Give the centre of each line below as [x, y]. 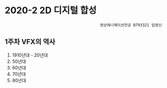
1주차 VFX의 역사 [30, 42]
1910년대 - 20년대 [30, 55]
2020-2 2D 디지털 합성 [51, 10]
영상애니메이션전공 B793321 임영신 [131, 25]
